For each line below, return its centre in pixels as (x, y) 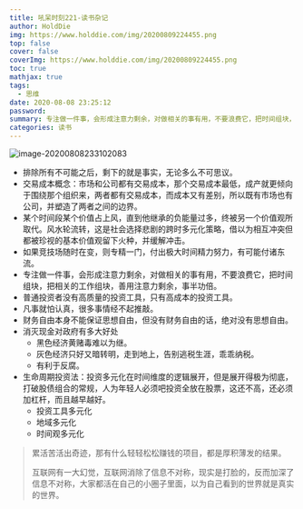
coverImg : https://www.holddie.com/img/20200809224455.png (123, 60)
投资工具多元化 (64, 411)
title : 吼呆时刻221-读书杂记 (59, 18)
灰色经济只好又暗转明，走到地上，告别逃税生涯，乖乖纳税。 (147, 354)
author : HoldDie (40, 26)
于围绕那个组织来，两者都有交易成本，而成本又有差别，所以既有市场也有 (157, 195)
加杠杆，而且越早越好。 (66, 399)
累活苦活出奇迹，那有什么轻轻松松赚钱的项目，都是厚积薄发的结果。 (159, 453)
